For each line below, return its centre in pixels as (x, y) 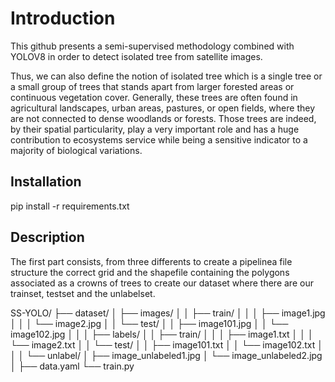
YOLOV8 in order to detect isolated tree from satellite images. (136, 56)
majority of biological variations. (76, 150)
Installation (46, 182)
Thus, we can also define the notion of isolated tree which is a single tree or (166, 76)
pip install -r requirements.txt (70, 206)
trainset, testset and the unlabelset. (83, 293)
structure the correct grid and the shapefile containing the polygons (150, 272)
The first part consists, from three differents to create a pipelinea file (151, 261)
